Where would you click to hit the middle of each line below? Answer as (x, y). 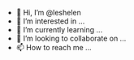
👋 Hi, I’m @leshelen (48, 13)
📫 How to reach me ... (54, 47)
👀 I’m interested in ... (50, 21)
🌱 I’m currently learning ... (59, 30)
